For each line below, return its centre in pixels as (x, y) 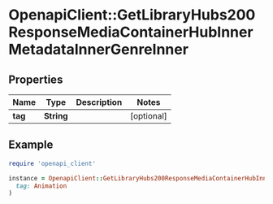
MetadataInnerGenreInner (99, 50)
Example (31, 145)
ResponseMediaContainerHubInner (131, 32)
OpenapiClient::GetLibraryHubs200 (132, 15)
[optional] (149, 116)
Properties (36, 79)
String (56, 116)
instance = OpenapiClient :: (56, 178)
